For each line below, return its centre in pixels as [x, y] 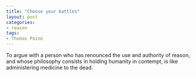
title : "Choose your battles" [43, 11]
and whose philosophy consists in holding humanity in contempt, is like [92, 61]
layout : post [22, 17]
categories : [21, 22]
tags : [13, 33]
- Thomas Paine [25, 38]
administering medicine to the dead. [50, 67]
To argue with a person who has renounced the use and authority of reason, [98, 55]
